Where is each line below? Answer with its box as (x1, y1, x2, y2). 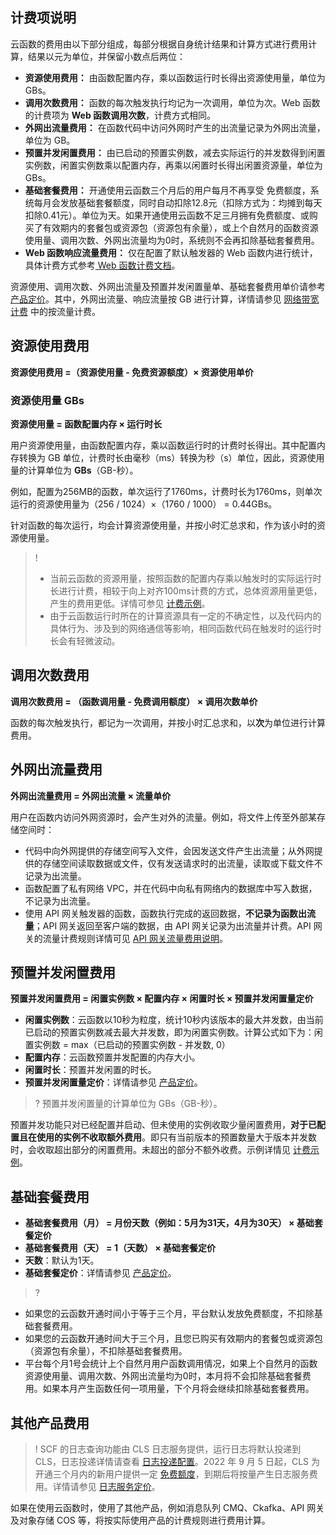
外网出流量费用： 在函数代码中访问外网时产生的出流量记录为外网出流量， (24, 121, 326, 133)
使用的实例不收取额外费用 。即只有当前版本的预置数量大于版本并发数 (36, 1131, 317, 1143)
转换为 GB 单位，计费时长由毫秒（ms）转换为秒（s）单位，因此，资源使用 (18, 451, 325, 463)
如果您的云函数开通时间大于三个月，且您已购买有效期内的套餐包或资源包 (24, 1333, 323, 1345)
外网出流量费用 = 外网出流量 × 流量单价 (10, 789, 172, 802)
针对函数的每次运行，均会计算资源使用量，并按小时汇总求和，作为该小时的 (10, 519, 317, 531)
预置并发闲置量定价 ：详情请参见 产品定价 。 (24, 1076, 203, 1088)
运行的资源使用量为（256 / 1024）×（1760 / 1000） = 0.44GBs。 (10, 498, 278, 510)
